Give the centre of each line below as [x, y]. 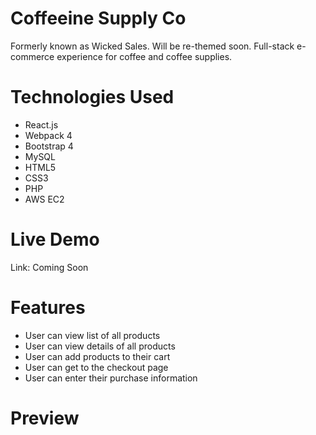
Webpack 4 [48, 135]
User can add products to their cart [97, 356]
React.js [41, 124]
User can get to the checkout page [96, 367]
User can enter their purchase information [111, 378]
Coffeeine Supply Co [98, 18]
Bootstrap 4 [49, 146]
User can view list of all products [92, 335]
